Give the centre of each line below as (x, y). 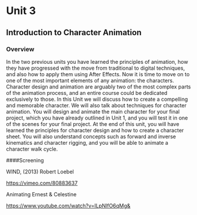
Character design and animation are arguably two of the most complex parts (98, 87)
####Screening (25, 160)
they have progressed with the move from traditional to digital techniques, (96, 68)
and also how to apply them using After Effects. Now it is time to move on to (98, 74)
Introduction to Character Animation (74, 33)
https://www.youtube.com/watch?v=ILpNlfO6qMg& (68, 206)
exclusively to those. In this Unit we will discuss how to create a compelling (97, 99)
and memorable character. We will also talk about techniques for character (96, 105)
